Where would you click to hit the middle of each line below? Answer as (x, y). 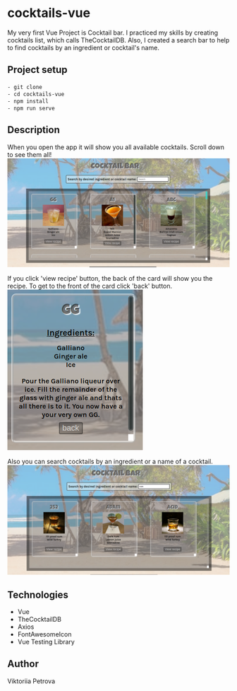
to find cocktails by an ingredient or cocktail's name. (84, 47)
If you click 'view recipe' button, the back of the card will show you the (110, 279)
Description (34, 130)
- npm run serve (31, 108)
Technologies (38, 594)
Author (23, 664)
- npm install (28, 101)
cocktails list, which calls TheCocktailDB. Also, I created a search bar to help (119, 40)
